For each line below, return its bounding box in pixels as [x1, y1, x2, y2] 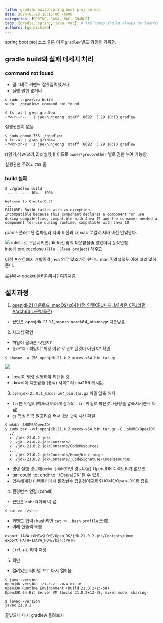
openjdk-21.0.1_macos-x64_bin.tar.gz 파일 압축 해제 [12, 390, 115, 396]
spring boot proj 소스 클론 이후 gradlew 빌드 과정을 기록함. [5, 40, 116, 45]
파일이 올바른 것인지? [12, 340, 52, 345]
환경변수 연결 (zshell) [12, 488, 53, 494]
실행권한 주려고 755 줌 [5, 161, 47, 167]
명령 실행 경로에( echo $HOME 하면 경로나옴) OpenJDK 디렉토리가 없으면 [12, 465, 146, 471]
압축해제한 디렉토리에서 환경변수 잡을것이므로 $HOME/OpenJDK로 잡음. [12, 478, 150, 483]
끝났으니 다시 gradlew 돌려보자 [5, 612, 64, 618]
